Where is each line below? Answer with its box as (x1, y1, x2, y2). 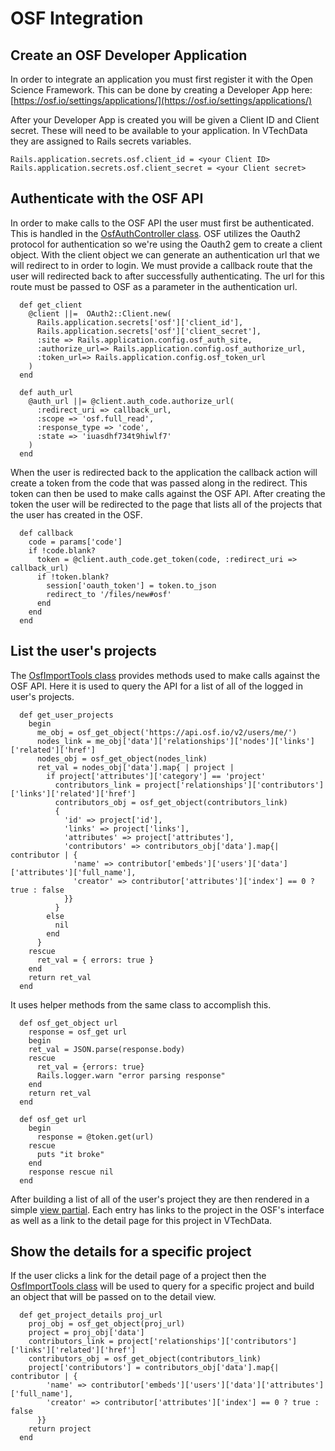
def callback (19, 528, 74, 538)
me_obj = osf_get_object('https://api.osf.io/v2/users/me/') (36, 727, 298, 737)
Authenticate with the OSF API (10, 190, 204, 207)
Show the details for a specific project (10, 1243, 252, 1261)
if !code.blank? (28, 545, 97, 556)
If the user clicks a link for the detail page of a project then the (10, 1270, 267, 1282)
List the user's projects (10, 643, 157, 660)
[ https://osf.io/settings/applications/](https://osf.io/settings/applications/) (10, 95, 313, 106)
